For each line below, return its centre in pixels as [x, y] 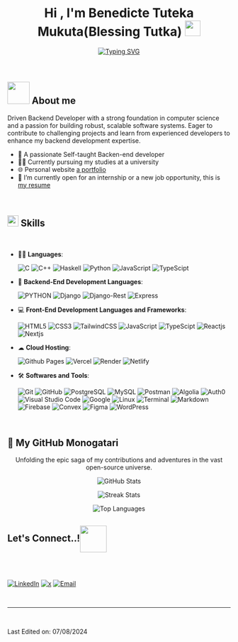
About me [54, 101]
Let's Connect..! [44, 538]
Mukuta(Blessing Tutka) [110, 32]
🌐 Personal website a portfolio [62, 169]
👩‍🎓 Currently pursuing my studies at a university [88, 162]
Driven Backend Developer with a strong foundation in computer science [113, 118]
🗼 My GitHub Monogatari [63, 443]
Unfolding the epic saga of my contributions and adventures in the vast [119, 460]
